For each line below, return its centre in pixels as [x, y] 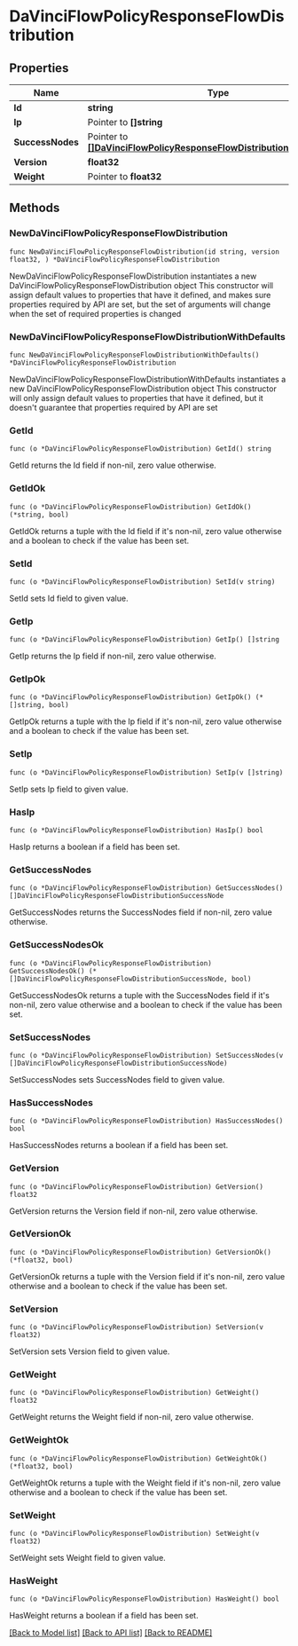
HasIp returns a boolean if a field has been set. [94, 847]
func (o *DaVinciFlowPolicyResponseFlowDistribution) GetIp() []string [144, 640]
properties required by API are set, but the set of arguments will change [140, 304]
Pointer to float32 [125, 177]
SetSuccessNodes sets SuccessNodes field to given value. [117, 1079]
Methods [35, 208]
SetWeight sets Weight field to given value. [87, 1558]
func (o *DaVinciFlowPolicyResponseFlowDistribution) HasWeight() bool [144, 1599]
